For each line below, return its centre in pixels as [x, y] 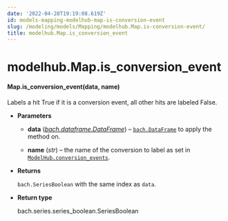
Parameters [34, 116]
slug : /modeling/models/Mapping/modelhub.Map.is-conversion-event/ [106, 26]
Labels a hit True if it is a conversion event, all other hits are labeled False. [112, 102]
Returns [29, 170]
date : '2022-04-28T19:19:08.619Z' [57, 14]
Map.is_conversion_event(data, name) [64, 87]
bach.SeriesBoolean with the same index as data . [87, 184]
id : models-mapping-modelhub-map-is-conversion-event [86, 20]
